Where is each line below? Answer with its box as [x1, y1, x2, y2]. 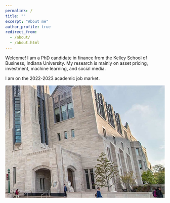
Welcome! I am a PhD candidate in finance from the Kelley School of [5, 55, 148, 61]
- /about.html [10, 40, 39, 46]
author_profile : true [5, 24, 51, 29]
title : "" [5, 13, 26, 19]
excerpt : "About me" [5, 19, 49, 24]
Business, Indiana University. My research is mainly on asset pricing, [5, 60, 148, 66]
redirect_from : [5, 29, 37, 35]
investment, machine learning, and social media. [5, 65, 106, 71]
